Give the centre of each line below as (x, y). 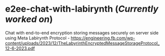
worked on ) (29, 19)
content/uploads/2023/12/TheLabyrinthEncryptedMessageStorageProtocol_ (82, 43)
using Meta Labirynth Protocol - (38, 38)
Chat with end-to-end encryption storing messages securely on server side (82, 33)
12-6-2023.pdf (20, 48)
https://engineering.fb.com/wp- (103, 38)
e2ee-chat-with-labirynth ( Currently (82, 9)
